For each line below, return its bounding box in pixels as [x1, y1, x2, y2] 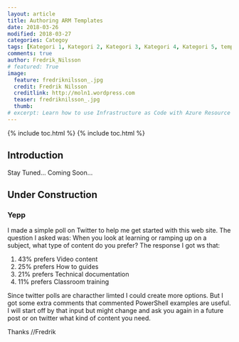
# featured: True [7, 63, 59, 70]
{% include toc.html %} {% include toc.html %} [7, 128, 146, 137]
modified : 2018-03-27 [7, 30, 72, 38]
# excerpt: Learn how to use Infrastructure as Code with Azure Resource [7, 109, 231, 116]
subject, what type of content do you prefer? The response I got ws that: [7, 241, 221, 250]
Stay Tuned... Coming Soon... [7, 168, 93, 177]
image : [7, 70, 27, 77]
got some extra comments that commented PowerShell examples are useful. [7, 299, 231, 307]
